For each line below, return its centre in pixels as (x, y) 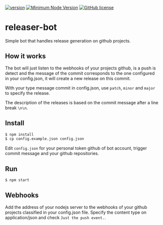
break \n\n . (17, 108)
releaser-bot (31, 27)
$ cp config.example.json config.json (45, 139)
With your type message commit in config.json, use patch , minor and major (80, 88)
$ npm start (17, 180)
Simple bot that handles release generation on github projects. (68, 41)
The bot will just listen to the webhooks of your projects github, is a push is (81, 68)
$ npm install (20, 135)
